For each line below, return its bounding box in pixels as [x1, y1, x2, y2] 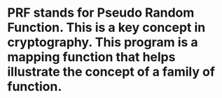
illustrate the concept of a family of [7, 64, 216, 80]
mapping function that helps [7, 49, 176, 65]
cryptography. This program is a [7, 35, 198, 50]
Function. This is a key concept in [7, 19, 206, 35]
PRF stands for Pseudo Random [7, 5, 195, 21]
